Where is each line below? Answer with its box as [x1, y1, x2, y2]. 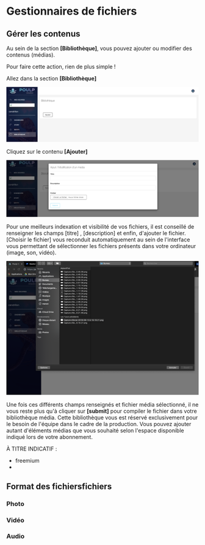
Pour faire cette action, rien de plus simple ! [6, 63, 116, 70]
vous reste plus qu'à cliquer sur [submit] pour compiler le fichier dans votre [6, 407, 197, 415]
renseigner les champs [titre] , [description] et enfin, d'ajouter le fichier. [6, 229, 186, 237]
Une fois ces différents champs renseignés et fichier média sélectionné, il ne [6, 401, 199, 408]
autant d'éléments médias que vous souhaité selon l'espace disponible [6, 427, 184, 434]
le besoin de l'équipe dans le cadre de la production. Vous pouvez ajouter [6, 421, 192, 428]
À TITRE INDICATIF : [6, 445, 57, 452]
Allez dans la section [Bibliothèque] [6, 75, 96, 82]
